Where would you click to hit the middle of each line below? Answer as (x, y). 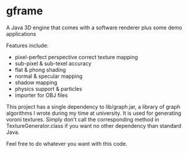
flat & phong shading (40, 69)
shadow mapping (36, 82)
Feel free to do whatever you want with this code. (67, 143)
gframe (25, 11)
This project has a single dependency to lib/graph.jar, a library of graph (93, 106)
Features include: (27, 45)
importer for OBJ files (41, 95)
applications (21, 33)
